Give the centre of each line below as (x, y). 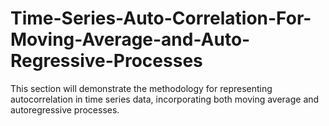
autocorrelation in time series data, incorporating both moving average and (165, 99)
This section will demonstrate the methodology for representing (141, 88)
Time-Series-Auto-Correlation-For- (161, 18)
